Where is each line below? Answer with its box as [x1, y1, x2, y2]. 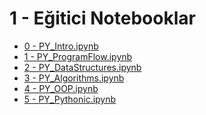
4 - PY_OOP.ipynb [23, 82, 99, 94]
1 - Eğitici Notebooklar [9, 7, 196, 30]
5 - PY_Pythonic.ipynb [23, 93, 117, 105]
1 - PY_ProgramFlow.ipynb [23, 50, 133, 62]
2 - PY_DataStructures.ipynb [23, 61, 142, 73]
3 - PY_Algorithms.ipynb [23, 72, 125, 84]
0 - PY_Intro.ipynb [23, 40, 99, 52]
